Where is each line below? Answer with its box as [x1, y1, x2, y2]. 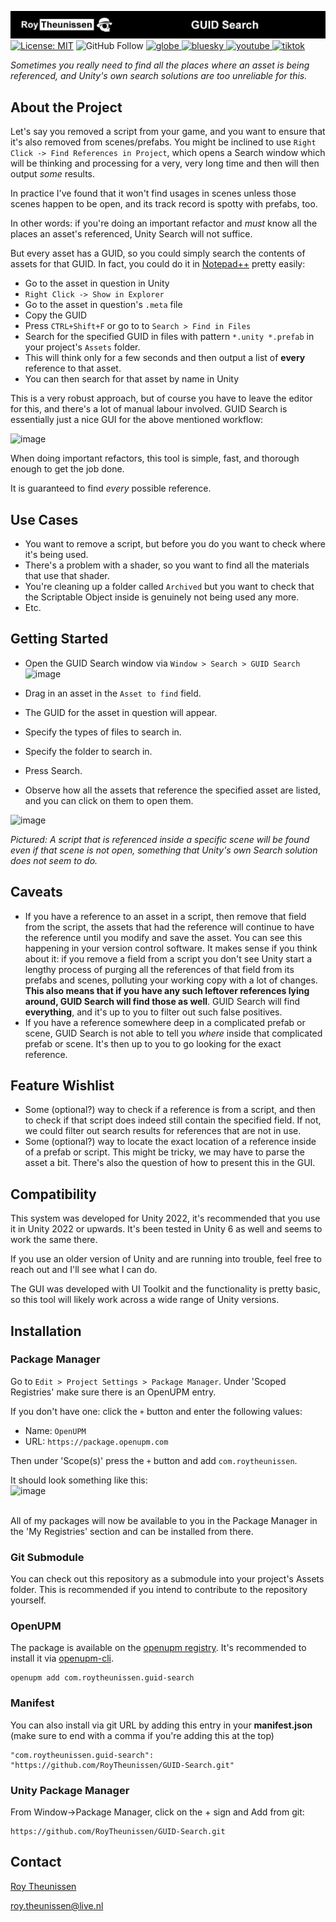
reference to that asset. [24, 362, 122, 375]
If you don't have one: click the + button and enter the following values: [10, 1405, 303, 1417]
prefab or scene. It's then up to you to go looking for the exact [24, 1037, 282, 1050]
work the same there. [10, 1234, 98, 1246]
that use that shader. [24, 569, 110, 581]
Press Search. [24, 764, 83, 776]
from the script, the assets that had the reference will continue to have [24, 921, 315, 933]
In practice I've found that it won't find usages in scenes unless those [10, 187, 297, 200]
